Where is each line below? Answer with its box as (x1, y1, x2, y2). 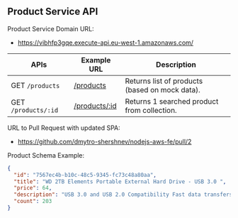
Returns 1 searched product (125, 96, 219, 106)
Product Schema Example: (7, 151, 85, 159)
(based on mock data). (125, 85, 200, 94)
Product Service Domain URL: (7, 24, 94, 33)
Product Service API (7, 6, 98, 18)
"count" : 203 (13, 198, 52, 205)
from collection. (125, 105, 177, 115)
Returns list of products (125, 76, 203, 86)
